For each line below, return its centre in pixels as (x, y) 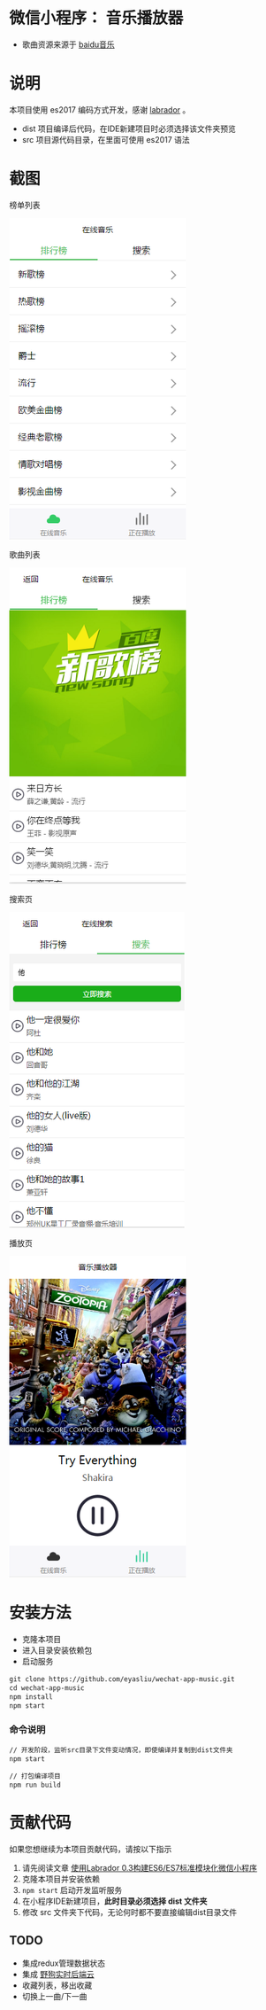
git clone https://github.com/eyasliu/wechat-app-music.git (122, 1679)
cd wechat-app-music (47, 1688)
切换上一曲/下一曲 (54, 1996)
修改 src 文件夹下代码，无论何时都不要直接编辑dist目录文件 (129, 1912)
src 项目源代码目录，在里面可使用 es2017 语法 (106, 139)
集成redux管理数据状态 (64, 1963)
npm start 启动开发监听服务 (72, 1889)
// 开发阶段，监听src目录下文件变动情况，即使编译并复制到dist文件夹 (121, 1750)
